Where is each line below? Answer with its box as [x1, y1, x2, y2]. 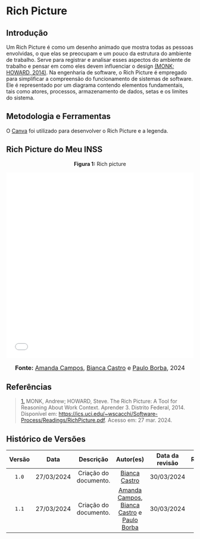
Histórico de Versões [6, 434, 86, 444]
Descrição [78, 455, 109, 463]
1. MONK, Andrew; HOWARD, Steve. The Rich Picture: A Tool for [20, 397, 177, 405]
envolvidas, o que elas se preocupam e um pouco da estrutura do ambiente [6, 50, 192, 57]
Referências [6, 382, 52, 392]
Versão [9, 455, 30, 463]
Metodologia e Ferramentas [6, 111, 111, 121]
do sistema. [6, 94, 35, 101]
